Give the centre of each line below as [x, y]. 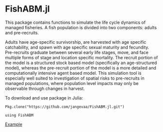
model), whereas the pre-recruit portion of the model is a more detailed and [81, 68]
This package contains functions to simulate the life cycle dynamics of [75, 22]
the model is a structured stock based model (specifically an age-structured [81, 63]
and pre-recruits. [22, 33]
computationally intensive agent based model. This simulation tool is [73, 73]
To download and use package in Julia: [44, 98]
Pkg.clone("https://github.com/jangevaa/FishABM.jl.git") [65, 107]
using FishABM [19, 115]
